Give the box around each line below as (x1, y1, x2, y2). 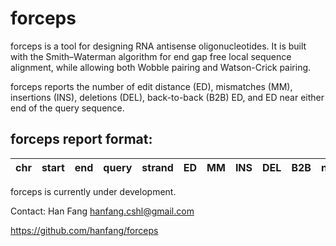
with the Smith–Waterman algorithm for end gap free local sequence (10, 50, 292, 62)
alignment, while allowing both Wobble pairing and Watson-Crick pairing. (10, 61, 312, 73)
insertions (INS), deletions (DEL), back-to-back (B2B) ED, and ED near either (10, 91, 325, 103)
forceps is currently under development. (10, 185, 177, 197)
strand (141, 160, 174, 174)
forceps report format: (10, 131, 153, 148)
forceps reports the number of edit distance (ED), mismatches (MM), (10, 80, 293, 92)
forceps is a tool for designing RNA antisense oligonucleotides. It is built (10, 40, 307, 52)
